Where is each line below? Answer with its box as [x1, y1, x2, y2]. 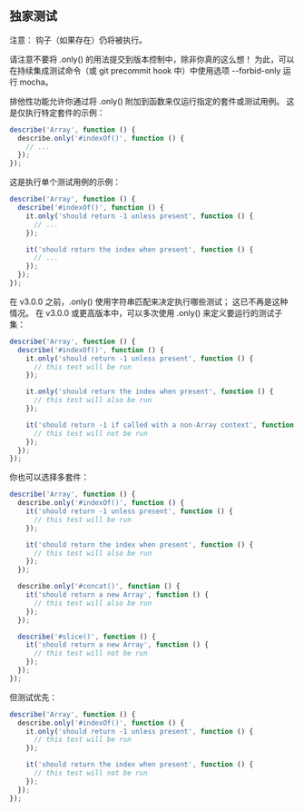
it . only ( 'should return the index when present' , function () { [25, 387, 274, 397]
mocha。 [19, 76, 54, 87]
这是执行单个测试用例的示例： [9, 176, 121, 188]
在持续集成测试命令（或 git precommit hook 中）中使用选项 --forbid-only [9, 64, 281, 75]
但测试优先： [9, 691, 57, 702]
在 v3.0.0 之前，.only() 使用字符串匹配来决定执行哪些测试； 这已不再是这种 [9, 296, 289, 307]
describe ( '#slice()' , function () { [17, 632, 156, 641]
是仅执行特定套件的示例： [9, 107, 105, 118]
